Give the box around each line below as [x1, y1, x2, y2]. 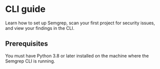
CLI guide [5, 3, 46, 15]
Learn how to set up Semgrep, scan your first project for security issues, [5, 20, 155, 26]
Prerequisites [5, 40, 48, 48]
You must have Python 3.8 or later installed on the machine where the [5, 53, 149, 59]
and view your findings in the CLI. [5, 25, 75, 31]
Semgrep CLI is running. [5, 58, 55, 64]
